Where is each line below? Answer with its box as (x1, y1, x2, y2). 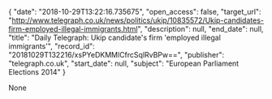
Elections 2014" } (8, 67, 67, 76)
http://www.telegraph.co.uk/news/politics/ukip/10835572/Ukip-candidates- (11, 15, 264, 25)
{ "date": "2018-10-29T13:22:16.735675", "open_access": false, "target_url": (8, 7, 261, 16)
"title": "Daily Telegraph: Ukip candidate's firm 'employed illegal (8, 32, 222, 42)
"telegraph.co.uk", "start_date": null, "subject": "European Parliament (8, 58, 240, 68)
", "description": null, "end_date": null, (137, 24, 264, 33)
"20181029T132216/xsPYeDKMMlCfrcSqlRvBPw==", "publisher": (8, 50, 225, 59)
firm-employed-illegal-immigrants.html (8, 24, 138, 33)
